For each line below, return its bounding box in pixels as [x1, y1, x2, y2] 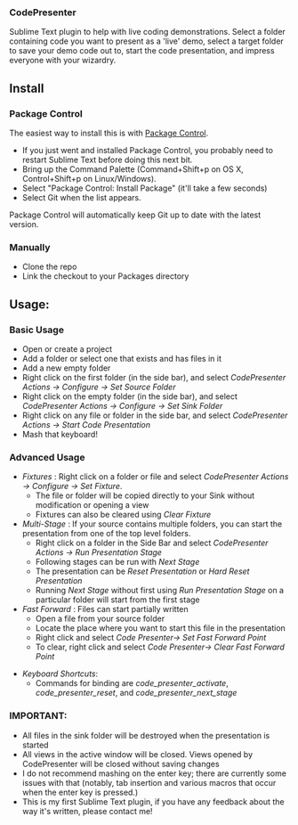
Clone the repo [21, 261, 77, 273]
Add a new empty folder [21, 363, 111, 373]
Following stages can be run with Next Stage [35, 557, 200, 568]
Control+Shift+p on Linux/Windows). [21, 173, 157, 184]
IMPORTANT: [9, 710, 68, 723]
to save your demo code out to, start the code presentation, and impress [9, 45, 275, 56]
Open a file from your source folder [35, 613, 165, 625]
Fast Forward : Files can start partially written [21, 604, 189, 615]
